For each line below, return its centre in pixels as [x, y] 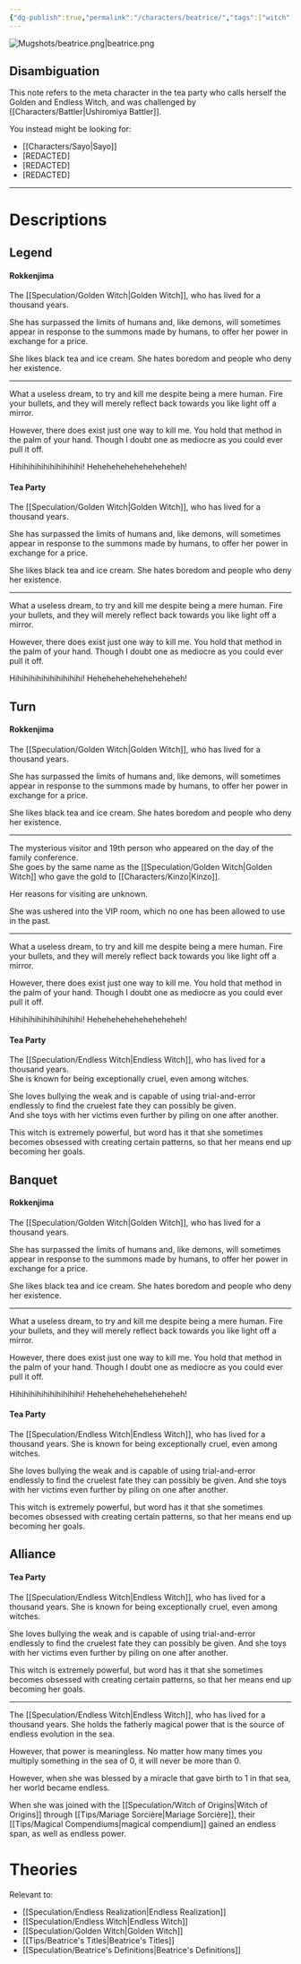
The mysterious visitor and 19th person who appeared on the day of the [142, 848]
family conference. [44, 857]
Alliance [33, 1554]
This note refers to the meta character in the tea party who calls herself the [148, 93]
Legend [31, 253]
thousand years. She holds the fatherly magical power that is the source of [147, 1724]
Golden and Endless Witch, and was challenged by [103, 102]
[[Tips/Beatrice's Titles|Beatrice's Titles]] [98, 1940]
